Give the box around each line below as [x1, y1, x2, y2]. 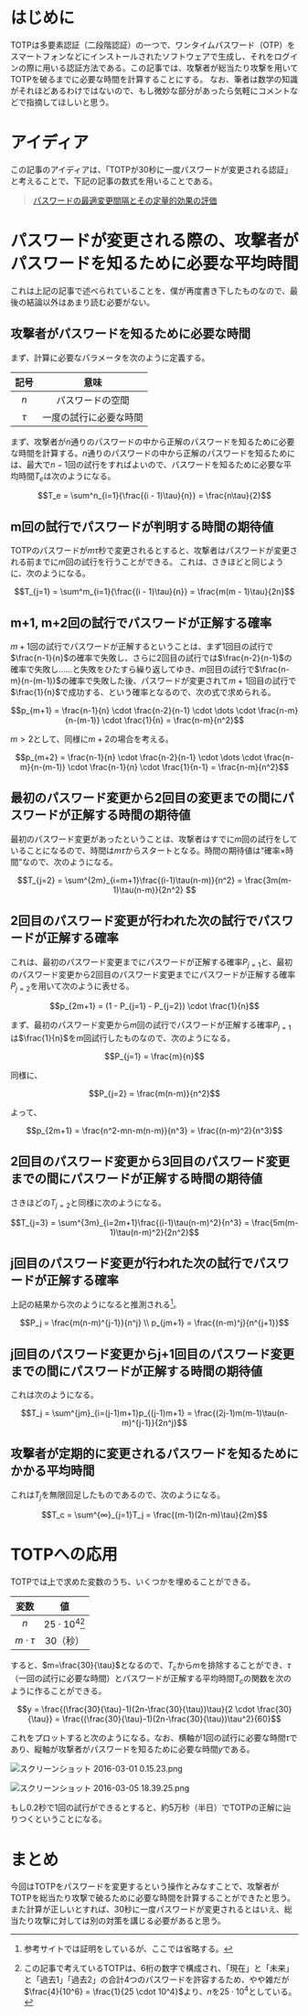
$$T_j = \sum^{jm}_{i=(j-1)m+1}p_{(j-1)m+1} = [20, 1407, 193, 1418]
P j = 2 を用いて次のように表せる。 [10, 981, 134, 994]
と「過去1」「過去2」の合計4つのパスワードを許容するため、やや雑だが [23, 1974, 291, 1985]
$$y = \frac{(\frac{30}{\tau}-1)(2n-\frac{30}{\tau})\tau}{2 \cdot [16, 1704, 255, 1715]
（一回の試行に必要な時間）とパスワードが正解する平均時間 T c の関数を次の [10, 1672, 292, 1686]
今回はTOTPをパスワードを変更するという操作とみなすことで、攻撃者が [10, 1881, 280, 1893]
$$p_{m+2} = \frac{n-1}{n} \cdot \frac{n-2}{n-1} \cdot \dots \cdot [15, 752, 262, 763]
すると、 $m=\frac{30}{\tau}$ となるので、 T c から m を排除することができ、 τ [10, 1659, 292, 1673]
